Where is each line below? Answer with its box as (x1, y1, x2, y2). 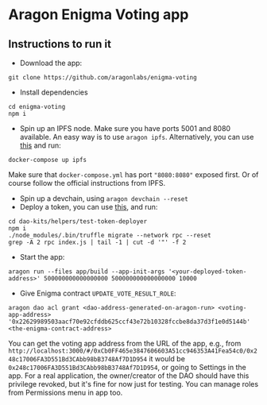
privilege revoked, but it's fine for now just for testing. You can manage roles (8, 380, 259, 388)
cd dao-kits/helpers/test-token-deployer (8, 218, 148, 226)
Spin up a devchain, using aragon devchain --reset (19, 194, 188, 203)
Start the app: (19, 253, 65, 261)
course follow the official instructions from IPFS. (8, 179, 165, 187)
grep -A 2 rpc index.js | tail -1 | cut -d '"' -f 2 (8, 238, 187, 246)
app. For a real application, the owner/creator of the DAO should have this (8, 371, 250, 380)
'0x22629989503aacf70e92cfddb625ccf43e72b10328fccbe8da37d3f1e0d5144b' (8, 318, 250, 326)
